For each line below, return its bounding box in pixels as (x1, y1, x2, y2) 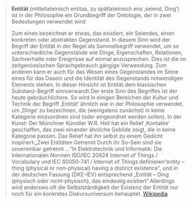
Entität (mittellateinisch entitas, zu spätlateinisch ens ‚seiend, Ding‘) (11, 5, 180, 12)
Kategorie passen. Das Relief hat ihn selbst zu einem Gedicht (11, 132, 163, 140)
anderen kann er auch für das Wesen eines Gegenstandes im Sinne (11, 68, 179, 75)
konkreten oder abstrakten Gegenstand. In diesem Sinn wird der (11, 36, 171, 43)
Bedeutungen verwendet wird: (11, 18, 87, 25)
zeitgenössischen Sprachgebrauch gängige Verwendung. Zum (11, 62, 167, 69)
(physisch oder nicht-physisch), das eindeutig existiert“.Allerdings (11, 178, 175, 184)
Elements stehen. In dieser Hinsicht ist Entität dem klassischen (11, 81, 167, 88)
